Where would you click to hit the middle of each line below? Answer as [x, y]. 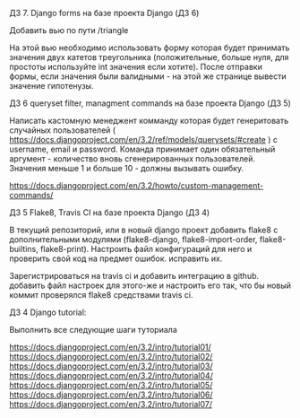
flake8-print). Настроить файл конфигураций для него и [146, 249]
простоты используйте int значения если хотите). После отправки [136, 67]
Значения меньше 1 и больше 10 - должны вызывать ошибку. [127, 168]
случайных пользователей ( [63, 130]
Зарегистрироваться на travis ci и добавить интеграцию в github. [134, 276]
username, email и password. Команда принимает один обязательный [142, 149]
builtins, [24, 249]
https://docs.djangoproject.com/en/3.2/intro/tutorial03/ [111, 366]
